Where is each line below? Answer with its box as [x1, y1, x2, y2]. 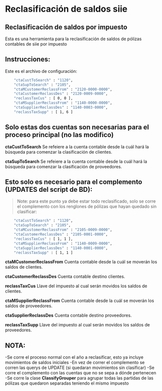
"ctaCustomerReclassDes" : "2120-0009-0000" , [14, 92, 108, 96]
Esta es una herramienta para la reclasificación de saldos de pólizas [5, 36, 142, 42]
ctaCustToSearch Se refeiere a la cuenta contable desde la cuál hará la [5, 143, 149, 150]
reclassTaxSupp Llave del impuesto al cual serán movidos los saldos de [5, 322, 150, 328]
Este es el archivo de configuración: [5, 68, 77, 74]
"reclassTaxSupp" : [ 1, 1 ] [14, 250, 73, 255]
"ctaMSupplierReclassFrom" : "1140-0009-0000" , [14, 241, 112, 246]
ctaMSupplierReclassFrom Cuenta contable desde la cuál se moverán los [5, 298, 155, 304]
